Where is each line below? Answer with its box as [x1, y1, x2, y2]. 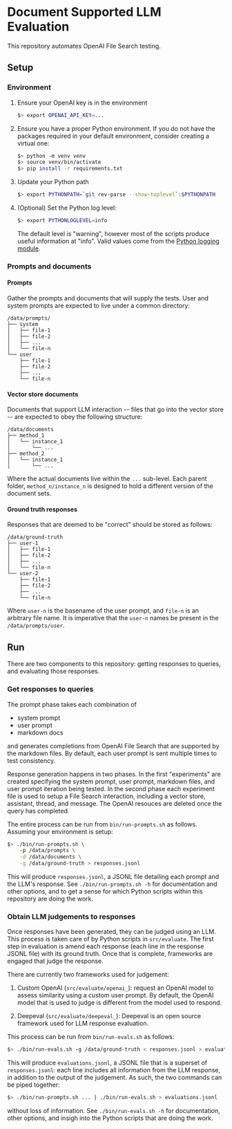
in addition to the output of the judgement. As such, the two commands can [7, 1074, 222, 1082]
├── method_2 [7, 451, 45, 458]
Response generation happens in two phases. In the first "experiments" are [7, 770, 221, 778]
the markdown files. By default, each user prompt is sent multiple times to [7, 749, 217, 757]
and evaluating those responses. [7, 667, 100, 676]
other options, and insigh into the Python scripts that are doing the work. [7, 1114, 214, 1122]
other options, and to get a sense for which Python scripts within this [7, 887, 204, 896]
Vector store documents [7, 390, 79, 398]
